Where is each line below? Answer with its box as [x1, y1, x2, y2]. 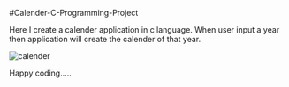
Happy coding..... [9, 68, 72, 78]
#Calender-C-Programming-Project [9, 8, 139, 18]
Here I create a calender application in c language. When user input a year [9, 25, 280, 34]
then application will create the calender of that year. [9, 34, 202, 44]
